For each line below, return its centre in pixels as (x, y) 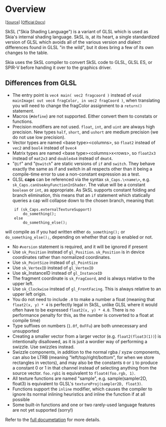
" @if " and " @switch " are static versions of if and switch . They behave (83, 163)
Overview (26, 9)
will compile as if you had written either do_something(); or (65, 232)
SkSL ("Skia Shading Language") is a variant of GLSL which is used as (77, 31)
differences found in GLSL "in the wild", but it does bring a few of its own (80, 47)
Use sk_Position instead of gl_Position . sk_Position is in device (78, 252)
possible (21, 399)
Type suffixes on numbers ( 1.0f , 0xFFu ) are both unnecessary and (80, 325)
